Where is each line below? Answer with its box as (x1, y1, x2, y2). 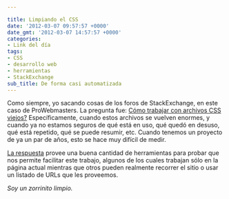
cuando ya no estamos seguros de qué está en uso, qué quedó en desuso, (7, 121, 220, 129)
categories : (7, 35, 41, 42)
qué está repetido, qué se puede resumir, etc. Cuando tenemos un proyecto (7, 128, 223, 136)
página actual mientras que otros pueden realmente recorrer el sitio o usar (7, 163, 219, 172)
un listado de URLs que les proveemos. (7, 171, 119, 179)
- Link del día (7, 42, 51, 49)
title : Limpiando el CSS (7, 16, 79, 23)
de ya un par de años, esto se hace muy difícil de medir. (7, 136, 167, 144)
